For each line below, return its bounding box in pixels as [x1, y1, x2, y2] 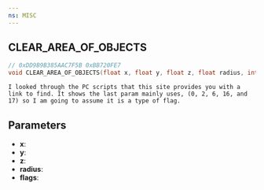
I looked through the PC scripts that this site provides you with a [8, 84, 241, 91]
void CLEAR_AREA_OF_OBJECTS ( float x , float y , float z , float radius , [8, 69, 244, 77]
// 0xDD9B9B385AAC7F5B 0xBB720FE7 [8, 61, 122, 69]
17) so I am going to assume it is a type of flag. [8, 97, 181, 105]
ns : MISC [8, 11, 37, 20]
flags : [19, 173, 39, 182]
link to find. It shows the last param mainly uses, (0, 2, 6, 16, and [8, 90, 247, 99]
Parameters [8, 118, 67, 132]
